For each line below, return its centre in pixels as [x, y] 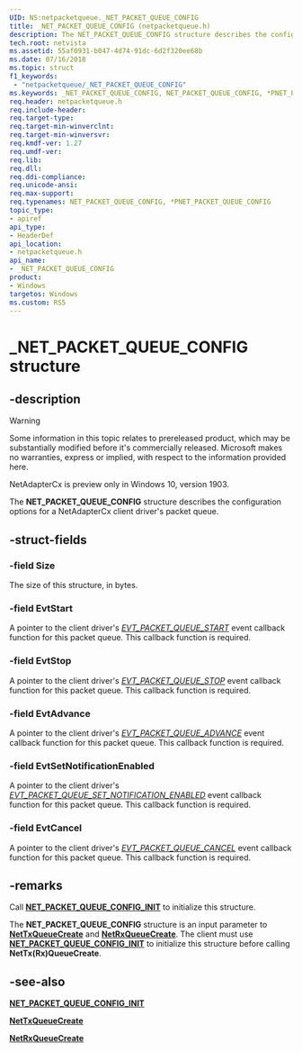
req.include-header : [48, 110]
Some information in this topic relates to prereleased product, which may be [150, 439]
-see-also [37, 981]
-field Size [32, 566]
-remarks [36, 885]
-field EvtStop [40, 661]
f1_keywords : [34, 77]
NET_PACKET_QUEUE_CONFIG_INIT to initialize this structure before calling [150, 944]
